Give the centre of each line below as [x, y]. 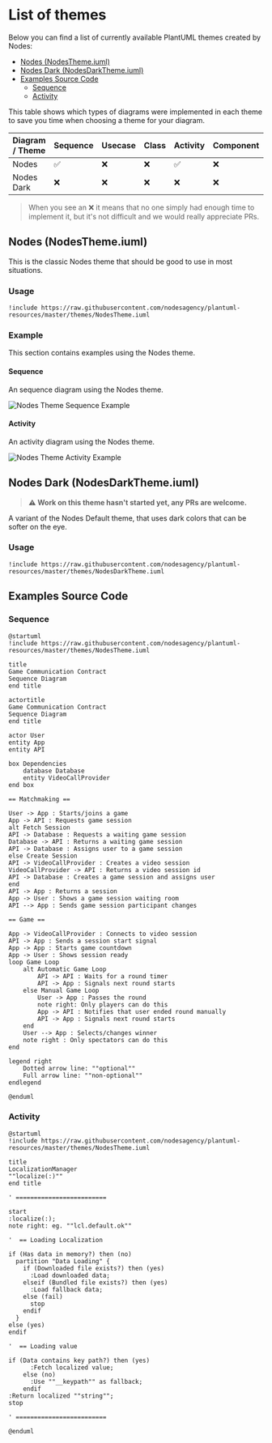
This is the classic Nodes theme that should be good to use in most [121, 262]
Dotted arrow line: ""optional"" [79, 1068]
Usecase [118, 145]
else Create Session [43, 856]
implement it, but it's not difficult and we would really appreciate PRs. [144, 216]
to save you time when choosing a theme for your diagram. [106, 120]
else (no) [40, 1374]
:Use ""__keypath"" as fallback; [86, 1381]
